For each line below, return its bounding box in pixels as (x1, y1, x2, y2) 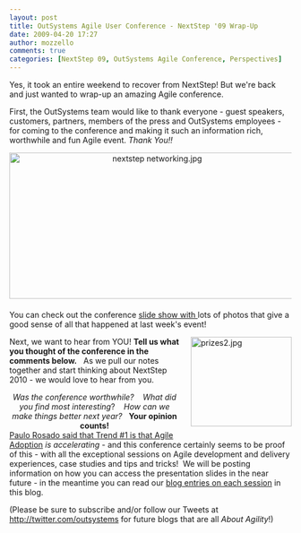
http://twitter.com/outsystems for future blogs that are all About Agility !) (9, 514, 274, 524)
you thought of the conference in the (9, 346, 150, 357)
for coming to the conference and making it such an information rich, (9, 125, 263, 135)
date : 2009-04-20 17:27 (9, 30, 99, 39)
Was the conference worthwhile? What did (12, 391, 177, 402)
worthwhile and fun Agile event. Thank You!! (9, 135, 173, 145)
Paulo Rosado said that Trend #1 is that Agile (9, 430, 174, 440)
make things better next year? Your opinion (12, 411, 177, 421)
